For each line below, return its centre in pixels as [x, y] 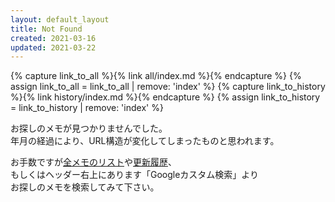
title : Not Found [46, 29]
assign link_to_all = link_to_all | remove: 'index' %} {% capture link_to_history [168, 87]
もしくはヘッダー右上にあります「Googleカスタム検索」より [135, 175]
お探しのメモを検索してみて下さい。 [85, 187]
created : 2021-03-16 [53, 38]
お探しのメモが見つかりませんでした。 [89, 128]
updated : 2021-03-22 [53, 47]
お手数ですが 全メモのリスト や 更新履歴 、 [93, 162]
